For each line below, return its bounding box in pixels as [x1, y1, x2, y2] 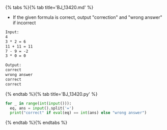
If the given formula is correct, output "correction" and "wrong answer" [12, 14, 162, 20]
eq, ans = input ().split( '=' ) [10, 105, 74, 111]
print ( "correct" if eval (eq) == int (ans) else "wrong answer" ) [10, 110, 147, 116]
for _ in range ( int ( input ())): [5, 101, 72, 106]
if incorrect [12, 20, 36, 26]
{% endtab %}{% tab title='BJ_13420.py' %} [5, 91, 98, 97]
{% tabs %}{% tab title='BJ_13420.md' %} [5, 5, 94, 10]
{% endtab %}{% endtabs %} [5, 120, 68, 126]
